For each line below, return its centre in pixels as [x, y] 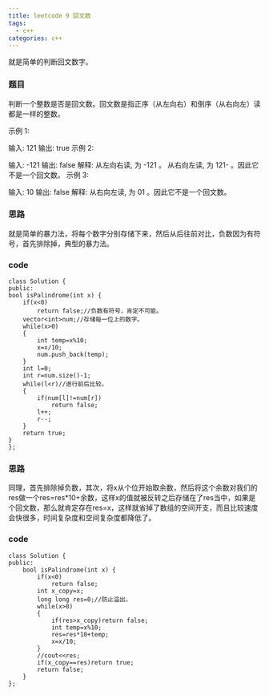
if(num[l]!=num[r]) [70, 398]
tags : [17, 23]
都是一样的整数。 [36, 114]
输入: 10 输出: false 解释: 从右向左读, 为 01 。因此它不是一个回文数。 [120, 192]
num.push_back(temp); [73, 355]
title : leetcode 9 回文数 [50, 16]
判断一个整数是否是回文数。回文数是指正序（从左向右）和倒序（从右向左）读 [134, 103]
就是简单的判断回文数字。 [50, 62]
